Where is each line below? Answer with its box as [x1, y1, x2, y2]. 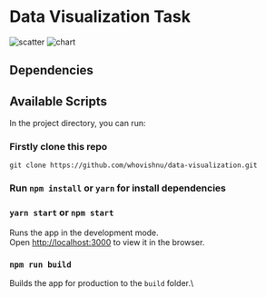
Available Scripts [9, 94, 107, 109]
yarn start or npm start [9, 206, 114, 219]
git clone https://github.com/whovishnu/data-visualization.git [9, 161, 258, 170]
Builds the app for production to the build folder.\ [9, 277, 194, 288]
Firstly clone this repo [9, 141, 108, 153]
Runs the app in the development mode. [9, 227, 159, 238]
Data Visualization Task [9, 6, 191, 27]
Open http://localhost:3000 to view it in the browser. [9, 236, 205, 247]
